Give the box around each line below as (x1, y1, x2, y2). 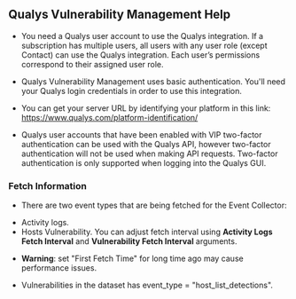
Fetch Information (8, 179, 88, 192)
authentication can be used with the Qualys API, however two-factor (20, 138, 271, 149)
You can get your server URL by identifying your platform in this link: (20, 102, 271, 114)
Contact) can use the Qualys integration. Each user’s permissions (20, 49, 261, 60)
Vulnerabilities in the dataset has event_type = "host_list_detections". (20, 279, 274, 291)
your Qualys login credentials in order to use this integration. (20, 85, 243, 96)
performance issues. (20, 263, 97, 273)
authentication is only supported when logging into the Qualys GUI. (20, 157, 267, 168)
